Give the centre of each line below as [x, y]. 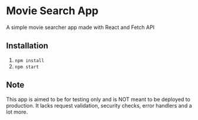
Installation [27, 46]
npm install [29, 60]
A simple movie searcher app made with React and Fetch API [80, 27]
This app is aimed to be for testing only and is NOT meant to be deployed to [98, 99]
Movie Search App [52, 11]
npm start [27, 67]
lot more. [17, 112]
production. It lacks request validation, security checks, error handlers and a [99, 105]
